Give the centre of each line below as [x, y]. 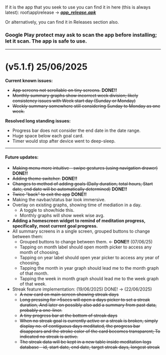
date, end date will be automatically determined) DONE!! [70, 189]
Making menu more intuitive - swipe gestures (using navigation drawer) [85, 168]
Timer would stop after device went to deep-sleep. [64, 141]
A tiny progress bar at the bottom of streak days [68, 316]
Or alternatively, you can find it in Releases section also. [62, 22]
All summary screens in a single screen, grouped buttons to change [81, 231]
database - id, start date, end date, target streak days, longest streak [90, 347]
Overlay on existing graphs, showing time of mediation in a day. [77, 205]
